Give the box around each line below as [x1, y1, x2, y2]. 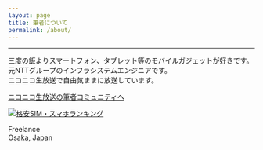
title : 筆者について [8, 19, 68, 27]
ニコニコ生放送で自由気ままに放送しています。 [8, 75, 159, 85]
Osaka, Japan [8, 133, 53, 142]
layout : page [8, 11, 51, 20]
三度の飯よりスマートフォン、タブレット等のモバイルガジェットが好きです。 [8, 56, 254, 65]
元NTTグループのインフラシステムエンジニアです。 [8, 66, 172, 75]
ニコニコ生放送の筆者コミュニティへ [8, 92, 125, 102]
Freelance [8, 125, 41, 134]
